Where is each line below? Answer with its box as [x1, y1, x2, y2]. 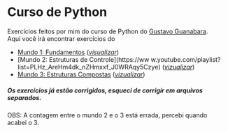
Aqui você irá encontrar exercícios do [7, 34, 115, 42]
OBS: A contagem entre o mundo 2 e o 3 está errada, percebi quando [7, 110, 208, 119]
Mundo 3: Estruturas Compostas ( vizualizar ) [17, 70, 145, 79]
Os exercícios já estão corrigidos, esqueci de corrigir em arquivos [7, 86, 203, 94]
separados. [7, 93, 42, 101]
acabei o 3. [7, 118, 40, 126]
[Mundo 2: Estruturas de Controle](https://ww [17, 55, 150, 63]
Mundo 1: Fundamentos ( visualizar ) [17, 48, 120, 56]
